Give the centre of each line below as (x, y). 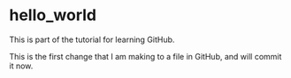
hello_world (53, 15)
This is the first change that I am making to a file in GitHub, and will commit (145, 56)
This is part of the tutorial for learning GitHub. (92, 39)
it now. (21, 66)
